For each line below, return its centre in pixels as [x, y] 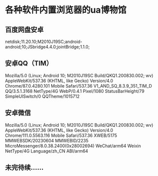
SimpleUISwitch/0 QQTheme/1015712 [42, 96]
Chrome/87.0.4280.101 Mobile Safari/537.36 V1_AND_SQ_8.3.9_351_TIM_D [79, 86]
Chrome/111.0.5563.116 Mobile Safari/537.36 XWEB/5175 [61, 135]
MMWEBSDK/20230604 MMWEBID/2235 [47, 140]
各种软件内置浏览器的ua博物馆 [66, 10]
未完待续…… [24, 167]
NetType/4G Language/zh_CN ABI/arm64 [47, 151]
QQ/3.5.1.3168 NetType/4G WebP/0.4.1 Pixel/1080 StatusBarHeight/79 [75, 91]
